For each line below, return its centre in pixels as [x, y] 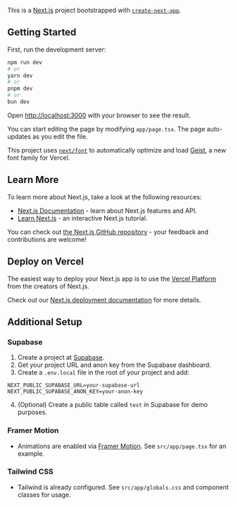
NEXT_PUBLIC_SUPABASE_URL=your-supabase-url [74, 386]
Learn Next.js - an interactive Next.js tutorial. [82, 218]
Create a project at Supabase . [61, 358]
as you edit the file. [60, 136]
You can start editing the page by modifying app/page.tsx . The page [106, 129]
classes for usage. [44, 495]
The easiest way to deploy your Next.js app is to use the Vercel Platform [112, 278]
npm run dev [25, 62]
